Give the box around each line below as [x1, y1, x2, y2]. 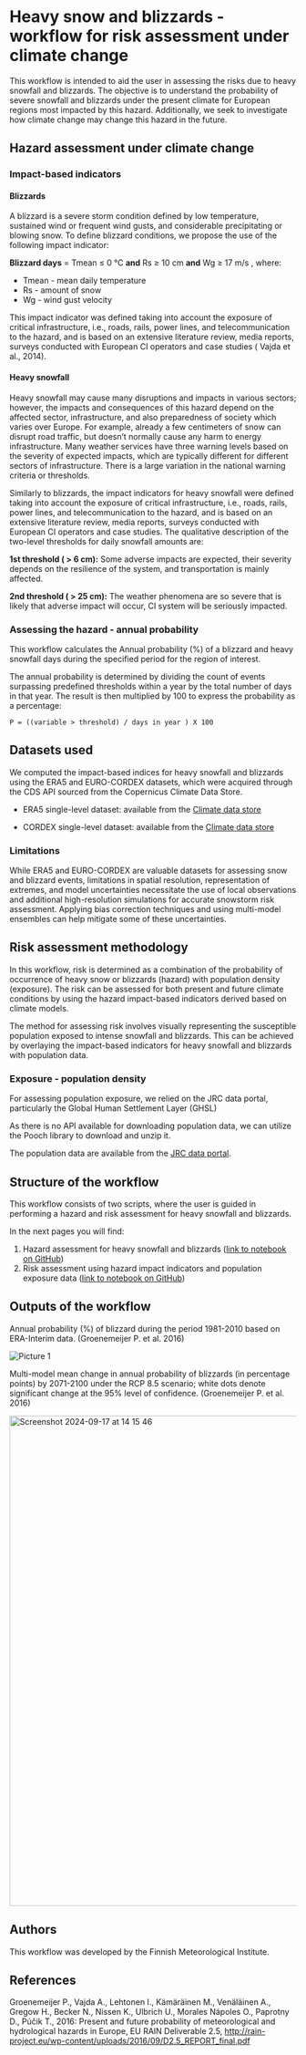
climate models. [9, 1002, 69, 1013]
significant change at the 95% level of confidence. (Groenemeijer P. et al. [9, 1387, 285, 1398]
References [9, 1973, 76, 1988]
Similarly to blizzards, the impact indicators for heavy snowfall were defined [9, 487, 294, 498]
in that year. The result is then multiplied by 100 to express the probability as [9, 690, 296, 701]
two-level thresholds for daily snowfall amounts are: [9, 535, 204, 546]
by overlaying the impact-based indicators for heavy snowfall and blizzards [9, 1040, 292, 1051]
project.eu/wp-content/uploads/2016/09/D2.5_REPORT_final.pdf [9, 2036, 250, 2047]
